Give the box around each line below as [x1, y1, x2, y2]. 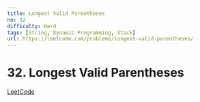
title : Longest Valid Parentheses [7, 10, 106, 17]
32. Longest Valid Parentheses [7, 65, 184, 81]
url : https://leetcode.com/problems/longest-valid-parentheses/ [7, 36, 194, 42]
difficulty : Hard [7, 23, 57, 29]
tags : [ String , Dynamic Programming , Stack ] [7, 29, 136, 36]
